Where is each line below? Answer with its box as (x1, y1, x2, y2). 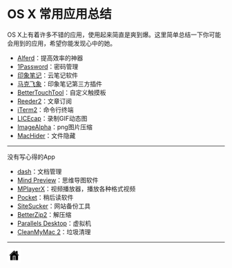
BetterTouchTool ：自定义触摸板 (17, 88, 106, 97)
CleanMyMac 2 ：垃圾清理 (17, 227, 91, 236)
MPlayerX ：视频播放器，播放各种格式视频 (17, 184, 136, 193)
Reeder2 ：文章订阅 (17, 97, 72, 105)
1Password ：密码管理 (17, 62, 79, 70)
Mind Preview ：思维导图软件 (17, 175, 99, 184)
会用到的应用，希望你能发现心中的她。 (7, 39, 116, 47)
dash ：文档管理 (17, 167, 62, 175)
